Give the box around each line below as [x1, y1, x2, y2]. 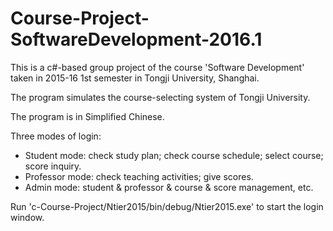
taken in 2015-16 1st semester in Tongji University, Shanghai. [10, 72, 260, 84]
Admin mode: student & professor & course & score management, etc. [24, 181, 314, 193]
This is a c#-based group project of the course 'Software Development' [10, 61, 305, 73]
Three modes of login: [10, 130, 102, 142]
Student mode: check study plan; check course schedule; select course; [24, 149, 324, 161]
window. [10, 211, 45, 223]
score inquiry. [24, 160, 82, 172]
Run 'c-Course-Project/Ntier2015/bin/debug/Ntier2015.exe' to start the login [10, 200, 324, 212]
